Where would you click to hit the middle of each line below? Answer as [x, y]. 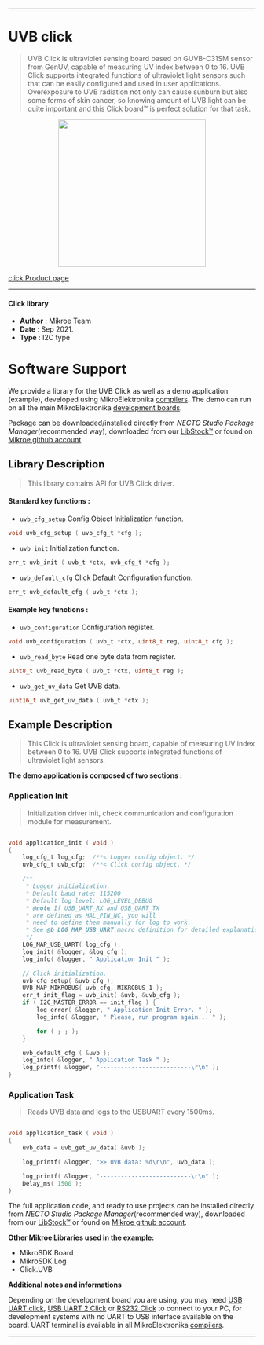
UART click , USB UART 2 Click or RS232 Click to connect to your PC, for [125, 1308]
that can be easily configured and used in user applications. [124, 83]
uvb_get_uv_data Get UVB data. [70, 686]
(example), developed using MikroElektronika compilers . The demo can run [130, 399]
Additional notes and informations [65, 1285]
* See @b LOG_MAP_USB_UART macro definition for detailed [123, 930]
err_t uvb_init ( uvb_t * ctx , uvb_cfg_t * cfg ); [89, 563]
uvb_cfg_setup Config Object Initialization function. [101, 519]
